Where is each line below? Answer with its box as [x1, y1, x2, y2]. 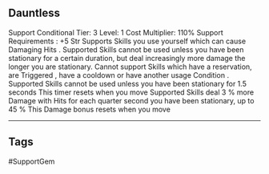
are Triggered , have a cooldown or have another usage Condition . [8, 70, 230, 79]
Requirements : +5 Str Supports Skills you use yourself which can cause [8, 36, 247, 46]
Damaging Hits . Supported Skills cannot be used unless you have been [8, 44, 244, 55]
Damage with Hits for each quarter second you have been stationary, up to [8, 95, 255, 105]
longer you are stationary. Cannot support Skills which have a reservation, [8, 62, 252, 71]
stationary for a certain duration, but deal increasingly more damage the [8, 53, 246, 63]
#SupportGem [8, 156, 55, 166]
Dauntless [8, 6, 60, 20]
